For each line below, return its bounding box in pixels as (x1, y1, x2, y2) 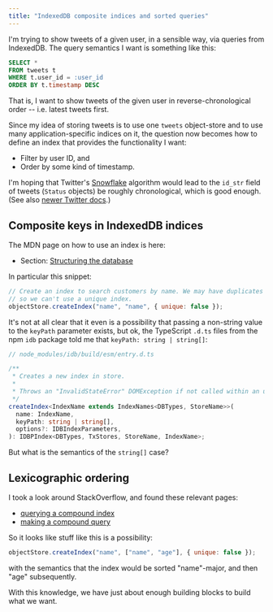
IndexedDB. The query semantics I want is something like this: (8, 42, 217, 53)
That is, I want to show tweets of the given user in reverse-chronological (8, 96, 251, 106)
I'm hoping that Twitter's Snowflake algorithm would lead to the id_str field (8, 178, 261, 188)
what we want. (8, 596, 58, 605)
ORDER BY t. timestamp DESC (8, 81, 100, 89)
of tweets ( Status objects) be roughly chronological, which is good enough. (8, 186, 262, 196)
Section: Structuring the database (19, 255, 134, 265)
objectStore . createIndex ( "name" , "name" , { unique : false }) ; (8, 302, 223, 310)
